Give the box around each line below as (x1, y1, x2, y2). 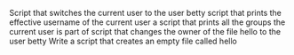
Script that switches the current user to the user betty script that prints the (9, 8, 282, 18)
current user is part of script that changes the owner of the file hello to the (9, 27, 282, 36)
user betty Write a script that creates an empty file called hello (9, 35, 237, 46)
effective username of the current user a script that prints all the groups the (9, 17, 286, 27)
